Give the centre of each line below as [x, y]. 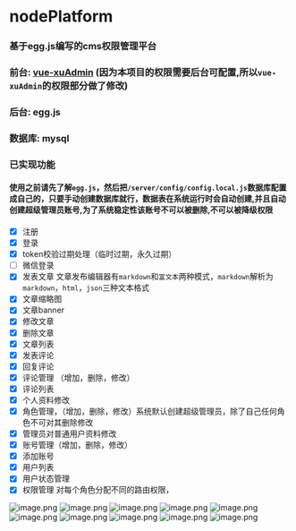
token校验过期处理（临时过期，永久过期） [99, 254]
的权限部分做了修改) [85, 86]
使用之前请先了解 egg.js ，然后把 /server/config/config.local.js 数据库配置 [148, 188]
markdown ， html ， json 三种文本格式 [86, 287]
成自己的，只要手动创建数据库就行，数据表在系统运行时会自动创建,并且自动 [148, 199]
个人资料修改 [46, 399]
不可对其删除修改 [62, 422]
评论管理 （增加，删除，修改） [78, 377]
